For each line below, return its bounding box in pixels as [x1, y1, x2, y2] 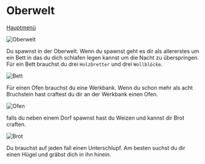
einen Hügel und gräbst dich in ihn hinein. [6, 151, 111, 158]
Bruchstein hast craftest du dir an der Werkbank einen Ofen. [6, 90, 158, 98]
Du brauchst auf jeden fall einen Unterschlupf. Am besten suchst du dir [6, 144, 185, 151]
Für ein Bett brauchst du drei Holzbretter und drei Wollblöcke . [6, 60, 163, 68]
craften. [6, 120, 26, 128]
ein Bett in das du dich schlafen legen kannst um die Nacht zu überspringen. [6, 54, 199, 61]
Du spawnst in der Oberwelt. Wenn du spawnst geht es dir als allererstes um [6, 47, 199, 55]
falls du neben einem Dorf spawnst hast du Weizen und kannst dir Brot [6, 114, 185, 121]
